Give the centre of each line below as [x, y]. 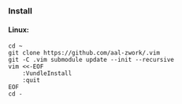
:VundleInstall [47, 74]
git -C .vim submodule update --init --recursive [91, 60]
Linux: [19, 30]
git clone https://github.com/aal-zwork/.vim [84, 53]
